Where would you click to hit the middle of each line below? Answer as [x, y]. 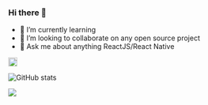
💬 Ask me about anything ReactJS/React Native [97, 47]
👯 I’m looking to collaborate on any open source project [110, 38]
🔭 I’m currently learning [58, 30]
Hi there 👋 [28, 13]
